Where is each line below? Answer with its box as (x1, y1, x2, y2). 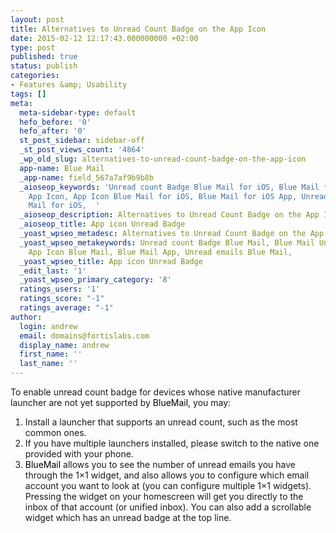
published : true (10, 52, 78, 62)
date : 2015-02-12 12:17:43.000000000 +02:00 (10, 33, 199, 43)
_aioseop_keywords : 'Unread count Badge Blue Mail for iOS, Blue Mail (19, 182, 320, 192)
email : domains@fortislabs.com (19, 331, 150, 341)
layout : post (10, 14, 65, 25)
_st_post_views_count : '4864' (19, 145, 145, 155)
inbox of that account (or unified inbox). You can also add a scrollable (24, 501, 312, 513)
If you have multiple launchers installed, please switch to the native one (24, 437, 320, 449)
